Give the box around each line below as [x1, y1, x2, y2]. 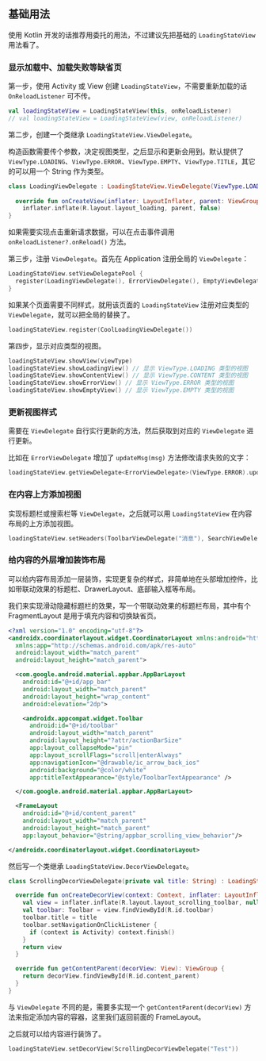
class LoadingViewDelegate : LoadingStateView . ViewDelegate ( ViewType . [8, 182, 246, 190]
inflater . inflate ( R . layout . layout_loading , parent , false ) [22, 205, 222, 213]
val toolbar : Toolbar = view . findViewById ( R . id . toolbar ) [22, 906, 215, 914]
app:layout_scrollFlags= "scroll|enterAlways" [28, 751, 182, 759]
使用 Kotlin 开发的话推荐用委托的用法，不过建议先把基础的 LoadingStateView [8, 30, 256, 40]
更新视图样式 [8, 407, 58, 418]
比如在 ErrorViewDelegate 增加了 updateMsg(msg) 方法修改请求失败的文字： [8, 453, 251, 463]
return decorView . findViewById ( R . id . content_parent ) [22, 972, 200, 980]
